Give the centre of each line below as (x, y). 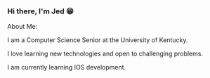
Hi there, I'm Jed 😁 (40, 11)
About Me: (22, 27)
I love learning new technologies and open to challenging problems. (105, 54)
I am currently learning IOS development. (67, 67)
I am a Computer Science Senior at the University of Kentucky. (98, 40)
